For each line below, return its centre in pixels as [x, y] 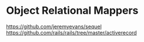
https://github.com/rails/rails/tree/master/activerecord [71, 32]
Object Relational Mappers [72, 11]
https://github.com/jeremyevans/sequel [54, 26]
